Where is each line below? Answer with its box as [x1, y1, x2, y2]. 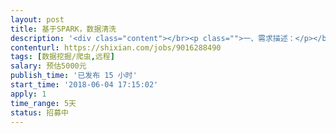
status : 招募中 [10, 107, 69, 118]
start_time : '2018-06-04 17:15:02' [10, 80, 159, 90]
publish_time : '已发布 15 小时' [10, 71, 138, 81]
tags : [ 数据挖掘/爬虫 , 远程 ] [10, 52, 115, 62]
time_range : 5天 [10, 98, 77, 108]
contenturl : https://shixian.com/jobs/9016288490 [10, 42, 222, 53]
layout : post [10, 14, 65, 25]
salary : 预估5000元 [10, 61, 87, 71]
